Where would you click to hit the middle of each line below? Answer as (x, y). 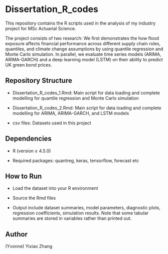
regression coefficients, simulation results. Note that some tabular (80, 213)
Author (16, 234)
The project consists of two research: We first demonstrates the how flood (82, 38)
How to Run (24, 176)
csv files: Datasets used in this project (52, 123)
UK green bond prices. (29, 65)
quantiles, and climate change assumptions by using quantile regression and (84, 49)
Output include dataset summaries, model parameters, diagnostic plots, (86, 208)
